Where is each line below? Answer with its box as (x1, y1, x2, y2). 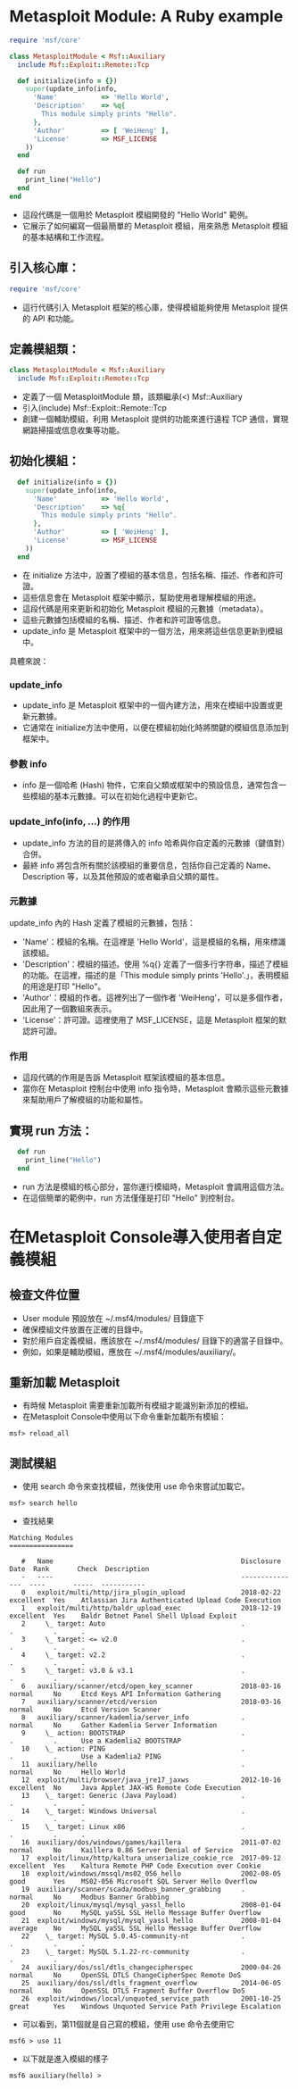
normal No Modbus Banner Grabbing (9, 1893, 170, 1902)
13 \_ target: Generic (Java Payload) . (21, 1792, 245, 1801)
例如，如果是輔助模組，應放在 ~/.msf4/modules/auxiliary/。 (21, 1346, 241, 1357)
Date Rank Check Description (9, 1565, 150, 1574)
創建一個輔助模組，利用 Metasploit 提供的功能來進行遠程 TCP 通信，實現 (21, 413, 289, 425)
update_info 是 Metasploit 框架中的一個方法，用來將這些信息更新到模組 (21, 625, 284, 636)
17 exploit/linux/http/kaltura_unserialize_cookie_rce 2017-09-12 (21, 1854, 281, 1863)
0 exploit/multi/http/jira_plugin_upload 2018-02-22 (21, 1588, 281, 1597)
